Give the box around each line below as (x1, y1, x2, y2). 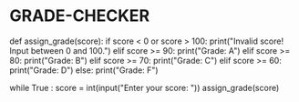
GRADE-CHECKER (9, 5, 150, 26)
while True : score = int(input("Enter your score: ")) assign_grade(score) (9, 82, 280, 93)
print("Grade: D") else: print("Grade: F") (9, 65, 159, 76)
